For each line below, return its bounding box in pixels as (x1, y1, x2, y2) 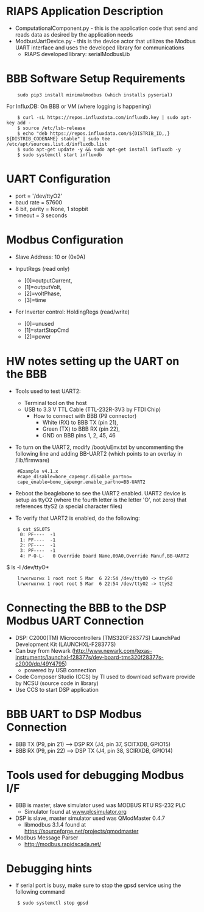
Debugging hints (6, 861, 93, 875)
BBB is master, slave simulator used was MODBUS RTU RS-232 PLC (15, 801, 186, 809)
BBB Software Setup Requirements (6, 72, 186, 86)
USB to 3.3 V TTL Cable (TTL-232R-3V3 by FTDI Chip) (24, 406, 161, 413)
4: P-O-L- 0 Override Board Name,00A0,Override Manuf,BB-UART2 (19, 553, 189, 559)
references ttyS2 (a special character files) (15, 502, 123, 510)
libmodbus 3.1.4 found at (24, 820, 86, 828)
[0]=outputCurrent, (24, 276, 72, 284)
